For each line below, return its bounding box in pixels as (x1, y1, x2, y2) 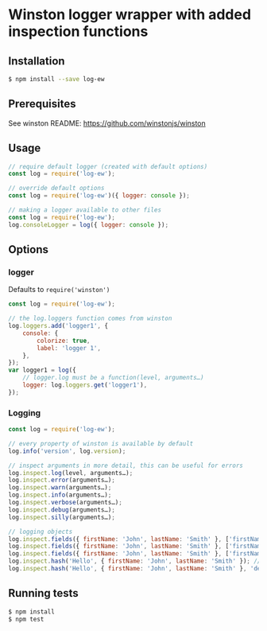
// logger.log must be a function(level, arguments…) (22, 374, 204, 382)
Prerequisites (8, 97, 76, 111)
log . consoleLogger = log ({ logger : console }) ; (8, 220, 169, 228)
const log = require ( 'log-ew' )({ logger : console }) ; (8, 192, 191, 200)
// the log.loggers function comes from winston (8, 314, 172, 323)
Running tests (8, 586, 79, 600)
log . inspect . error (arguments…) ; (8, 476, 115, 485)
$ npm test (8, 615, 44, 623)
